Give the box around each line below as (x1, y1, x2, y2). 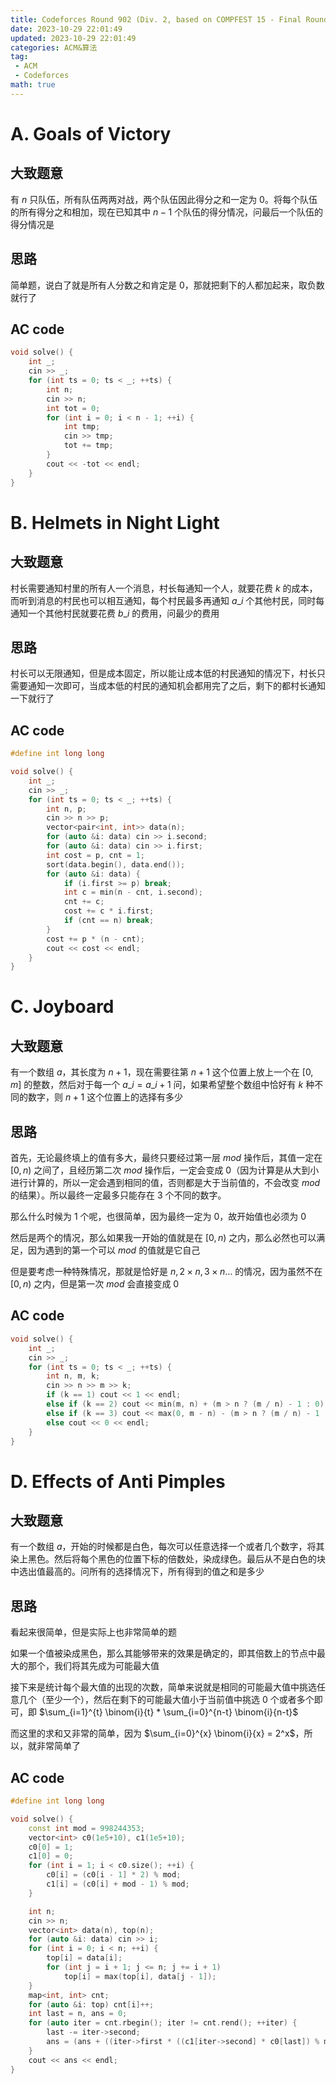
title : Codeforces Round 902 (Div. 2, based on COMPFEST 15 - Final (10, 14, 302, 25)
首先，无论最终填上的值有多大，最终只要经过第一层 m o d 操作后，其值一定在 (10, 1152, 323, 1164)
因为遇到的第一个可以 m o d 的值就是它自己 (27, 1244, 201, 1256)
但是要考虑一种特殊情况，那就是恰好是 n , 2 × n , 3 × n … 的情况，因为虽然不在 (10, 1266, 323, 1278)
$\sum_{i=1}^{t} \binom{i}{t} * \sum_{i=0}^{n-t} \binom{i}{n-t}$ (38, 1706, 299, 1718)
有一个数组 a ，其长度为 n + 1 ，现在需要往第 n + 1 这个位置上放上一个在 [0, (10, 1066, 314, 1078)
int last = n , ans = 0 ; (28, 2009, 128, 2019)
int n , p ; (46, 804, 87, 814)
